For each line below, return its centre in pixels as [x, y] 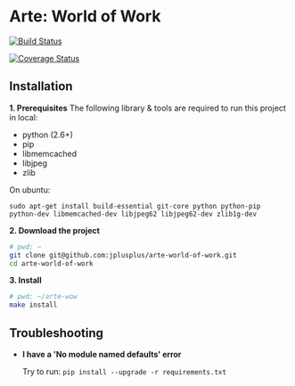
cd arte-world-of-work [51, 263]
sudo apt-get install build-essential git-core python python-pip [135, 206]
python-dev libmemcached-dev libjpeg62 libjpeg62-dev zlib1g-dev [133, 214]
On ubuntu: [30, 190]
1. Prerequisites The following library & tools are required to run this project [148, 108]
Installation [41, 86]
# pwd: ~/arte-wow [43, 297]
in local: [24, 117]
